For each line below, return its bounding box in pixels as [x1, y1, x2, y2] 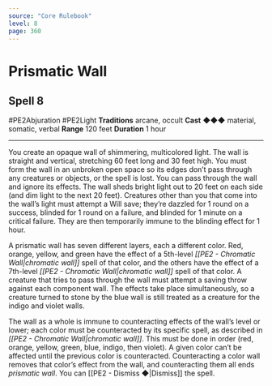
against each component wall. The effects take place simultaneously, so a [8, 284, 255, 294]
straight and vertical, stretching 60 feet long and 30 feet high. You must [8, 156, 247, 166]
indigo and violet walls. [8, 301, 85, 311]
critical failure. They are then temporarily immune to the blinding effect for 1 [8, 217, 261, 226]
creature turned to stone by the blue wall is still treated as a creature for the [8, 293, 261, 302]
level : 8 [8, 19, 38, 28]
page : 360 [8, 27, 42, 35]
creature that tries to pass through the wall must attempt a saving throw [8, 275, 247, 285]
